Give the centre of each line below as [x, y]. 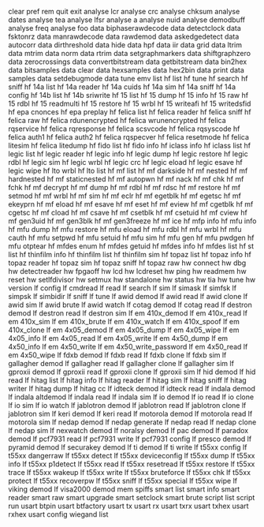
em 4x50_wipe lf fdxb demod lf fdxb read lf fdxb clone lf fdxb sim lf [117, 355]
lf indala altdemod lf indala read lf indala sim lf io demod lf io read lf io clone [131, 397]
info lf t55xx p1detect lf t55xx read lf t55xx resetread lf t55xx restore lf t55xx [132, 464]
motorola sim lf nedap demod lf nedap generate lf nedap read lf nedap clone [132, 422]
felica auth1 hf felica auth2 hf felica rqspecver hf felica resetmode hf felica [129, 137]
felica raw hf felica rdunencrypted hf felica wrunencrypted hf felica [117, 120]
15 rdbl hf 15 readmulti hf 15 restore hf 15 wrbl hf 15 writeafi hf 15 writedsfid [130, 103]
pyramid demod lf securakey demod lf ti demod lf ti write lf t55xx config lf [128, 447]
